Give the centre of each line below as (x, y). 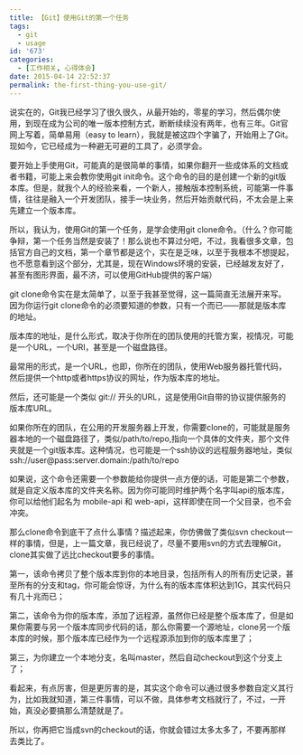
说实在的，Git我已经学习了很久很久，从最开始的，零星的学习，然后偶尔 (141, 112)
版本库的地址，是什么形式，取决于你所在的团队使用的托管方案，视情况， (143, 335)
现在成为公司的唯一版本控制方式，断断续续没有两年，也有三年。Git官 (161, 123)
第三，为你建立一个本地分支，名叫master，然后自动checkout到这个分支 (142, 657)
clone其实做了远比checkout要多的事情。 (84, 554)
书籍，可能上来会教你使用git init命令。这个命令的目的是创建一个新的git (147, 176)
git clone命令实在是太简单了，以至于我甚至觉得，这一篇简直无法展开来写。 (148, 294)
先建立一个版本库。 (45, 210)
